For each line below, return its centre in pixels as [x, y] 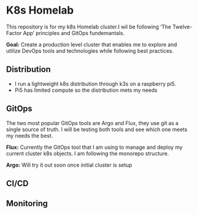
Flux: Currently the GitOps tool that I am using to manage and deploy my [95, 147]
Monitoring [27, 204]
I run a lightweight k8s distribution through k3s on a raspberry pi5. [95, 84]
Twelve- [182, 27]
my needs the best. [30, 135]
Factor [14, 33]
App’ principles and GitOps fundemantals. [74, 33]
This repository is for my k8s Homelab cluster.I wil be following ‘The [89, 27]
